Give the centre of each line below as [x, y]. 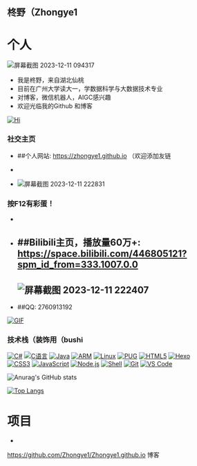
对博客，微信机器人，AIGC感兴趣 [64, 97]
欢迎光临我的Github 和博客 [55, 106]
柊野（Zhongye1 [43, 12]
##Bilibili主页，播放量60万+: [79, 242]
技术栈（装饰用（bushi [45, 340]
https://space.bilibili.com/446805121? [102, 254]
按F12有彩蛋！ [31, 203]
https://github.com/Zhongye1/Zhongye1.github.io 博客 [84, 455]
